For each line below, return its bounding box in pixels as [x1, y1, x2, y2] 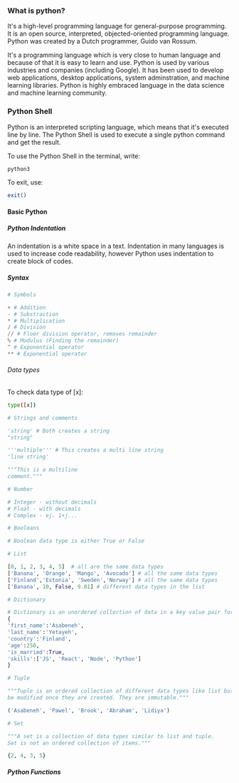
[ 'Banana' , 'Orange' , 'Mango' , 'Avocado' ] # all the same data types [7, 569, 218, 577]
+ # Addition [7, 304, 46, 311]
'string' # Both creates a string [7, 427, 110, 435]
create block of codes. [7, 256, 73, 265]
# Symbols [7, 291, 37, 298]
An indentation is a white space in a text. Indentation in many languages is [7, 242, 224, 250]
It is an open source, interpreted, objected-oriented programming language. [7, 29, 230, 38]
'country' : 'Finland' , [7, 635, 72, 643]
